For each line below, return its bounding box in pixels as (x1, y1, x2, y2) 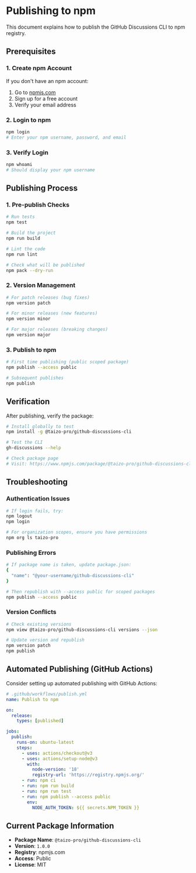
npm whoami (6, 161, 33, 167)
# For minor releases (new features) (6, 310, 98, 316)
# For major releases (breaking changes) (6, 326, 108, 333)
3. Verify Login (6, 148, 48, 156)
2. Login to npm (6, 116, 51, 124)
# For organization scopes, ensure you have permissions (6, 529, 148, 536)
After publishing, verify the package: (6, 412, 94, 419)
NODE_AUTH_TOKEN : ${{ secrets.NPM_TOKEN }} (32, 805, 140, 810)
